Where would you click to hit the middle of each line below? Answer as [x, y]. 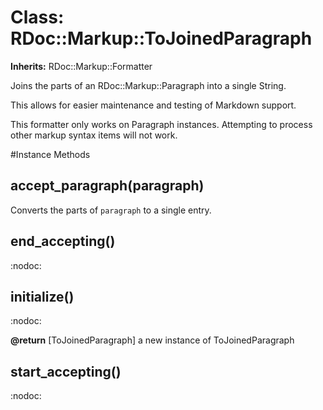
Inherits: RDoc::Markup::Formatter [81, 66]
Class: [37, 17]
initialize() [42, 296]
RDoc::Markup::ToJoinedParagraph [161, 38]
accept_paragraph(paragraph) [107, 186]
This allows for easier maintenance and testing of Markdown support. [153, 105]
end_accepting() [63, 241]
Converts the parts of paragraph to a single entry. [111, 210]
